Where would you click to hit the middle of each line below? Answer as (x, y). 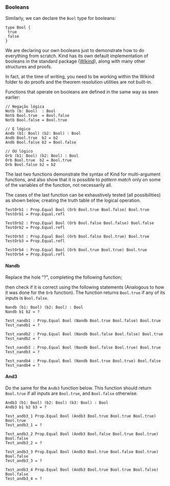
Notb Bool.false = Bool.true (36, 120)
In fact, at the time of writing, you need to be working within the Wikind (80, 77)
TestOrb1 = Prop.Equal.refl (35, 214)
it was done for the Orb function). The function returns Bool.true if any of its (85, 293)
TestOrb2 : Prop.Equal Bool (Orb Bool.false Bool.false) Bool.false (80, 223)
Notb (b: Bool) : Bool (31, 111)
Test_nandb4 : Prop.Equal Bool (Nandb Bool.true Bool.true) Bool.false (83, 361)
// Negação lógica (25, 107)
